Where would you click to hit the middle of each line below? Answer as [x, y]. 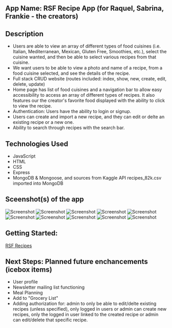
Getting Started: [31, 233]
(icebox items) [29, 270]
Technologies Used [37, 144]
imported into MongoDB [38, 183]
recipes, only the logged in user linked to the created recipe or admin [85, 315]
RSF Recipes [19, 246]
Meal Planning [28, 293]
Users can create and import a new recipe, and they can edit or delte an [89, 117]
